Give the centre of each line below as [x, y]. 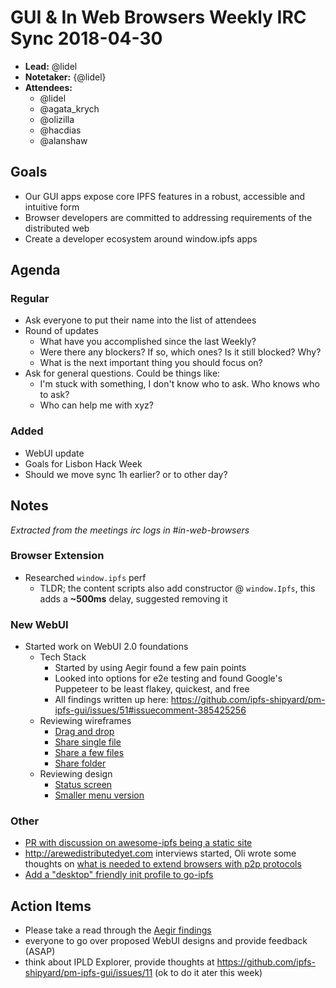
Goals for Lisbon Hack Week [83, 463]
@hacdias [60, 130]
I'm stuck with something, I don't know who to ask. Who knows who [179, 384]
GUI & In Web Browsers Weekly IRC [158, 17]
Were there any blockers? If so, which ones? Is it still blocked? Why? [180, 352]
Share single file [88, 742]
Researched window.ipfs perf [85, 577]
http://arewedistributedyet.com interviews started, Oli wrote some [160, 853]
